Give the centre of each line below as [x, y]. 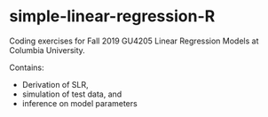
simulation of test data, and [72, 94]
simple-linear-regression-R [112, 16]
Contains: [27, 67]
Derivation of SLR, [55, 84]
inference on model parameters [79, 103]
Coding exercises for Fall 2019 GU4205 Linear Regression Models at [134, 41]
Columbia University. [47, 50]
